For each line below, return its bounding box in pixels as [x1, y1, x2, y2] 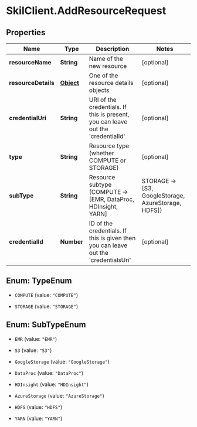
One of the [89, 71, 118, 80]
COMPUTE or [89, 156, 126, 165]
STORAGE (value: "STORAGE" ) [14, 303, 78, 310]
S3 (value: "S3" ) [14, 347, 52, 354]
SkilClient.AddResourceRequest [6, 4, 167, 18]
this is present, [89, 110, 130, 118]
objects [89, 86, 110, 94]
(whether [89, 149, 114, 157]
